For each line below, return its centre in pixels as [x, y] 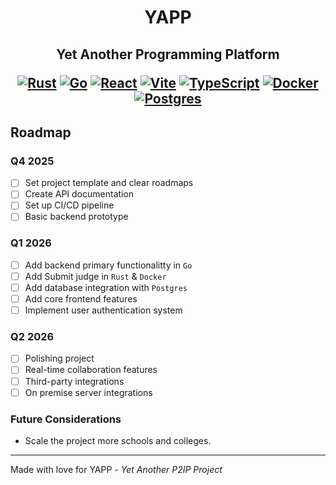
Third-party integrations [74, 381]
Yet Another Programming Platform [168, 54]
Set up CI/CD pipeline [69, 205]
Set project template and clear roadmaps [109, 183]
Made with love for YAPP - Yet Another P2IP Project [116, 469]
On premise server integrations [88, 392]
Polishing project [59, 358]
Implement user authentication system [103, 310]
